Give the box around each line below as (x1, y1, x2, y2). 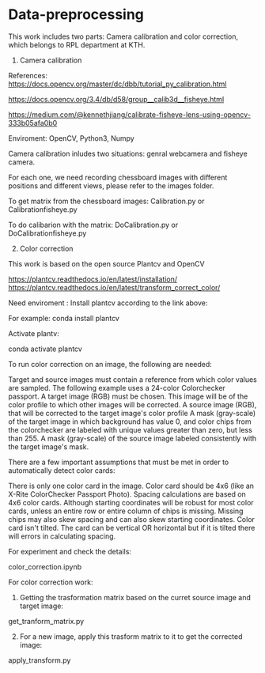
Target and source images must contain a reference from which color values (8, 374, 257, 384)
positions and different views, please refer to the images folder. (8, 180, 214, 191)
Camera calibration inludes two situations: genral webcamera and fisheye (8, 149, 248, 158)
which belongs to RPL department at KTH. (8, 40, 146, 49)
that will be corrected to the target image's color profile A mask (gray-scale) (8, 408, 256, 418)
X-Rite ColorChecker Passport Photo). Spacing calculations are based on (8, 489, 247, 499)
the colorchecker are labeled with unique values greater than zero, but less (8, 425, 253, 434)
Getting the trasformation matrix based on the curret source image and (19, 592, 252, 602)
